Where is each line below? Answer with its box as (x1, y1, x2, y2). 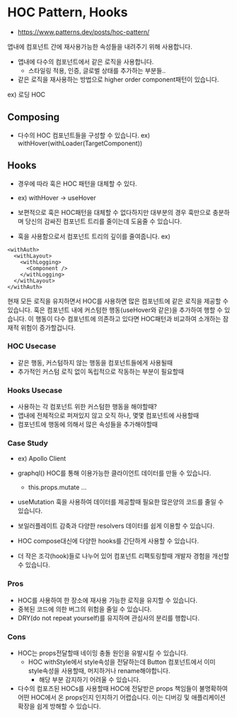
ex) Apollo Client (17, 455, 67, 463)
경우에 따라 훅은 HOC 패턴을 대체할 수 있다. (17, 179, 137, 188)
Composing (7, 111, 60, 123)
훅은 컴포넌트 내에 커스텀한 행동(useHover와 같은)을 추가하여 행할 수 (33, 306, 223, 314)
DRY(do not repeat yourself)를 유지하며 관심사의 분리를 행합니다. (17, 613, 200, 622)
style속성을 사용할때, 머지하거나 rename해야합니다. (28, 667, 170, 675)
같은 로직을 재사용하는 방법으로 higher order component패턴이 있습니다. (17, 75, 219, 84)
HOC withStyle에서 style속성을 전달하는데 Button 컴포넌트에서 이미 (28, 657, 216, 667)
